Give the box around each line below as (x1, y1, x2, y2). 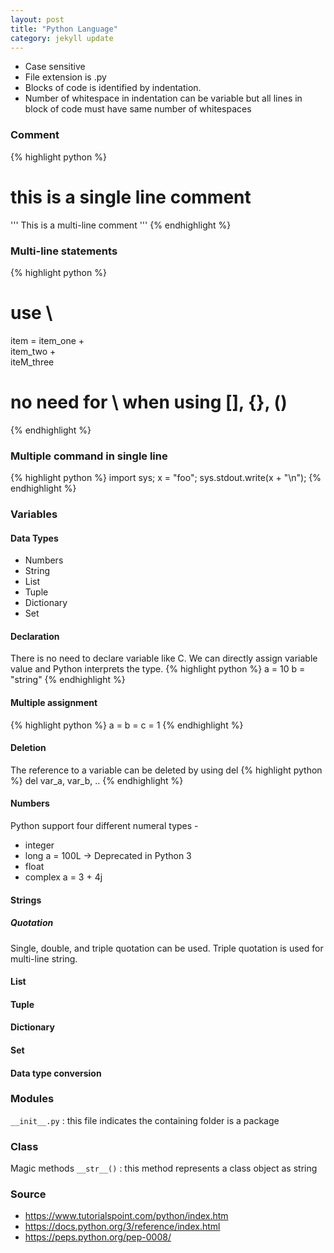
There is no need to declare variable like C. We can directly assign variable (10, 652, 318, 665)
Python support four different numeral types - (10, 820, 199, 832)
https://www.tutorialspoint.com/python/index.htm (24, 1210, 229, 1222)
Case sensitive (24, 61, 86, 73)
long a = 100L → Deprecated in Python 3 (24, 850, 192, 862)
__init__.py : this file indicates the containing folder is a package (10, 1114, 280, 1126)
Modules (10, 1092, 55, 1106)
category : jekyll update (10, 33, 114, 43)
